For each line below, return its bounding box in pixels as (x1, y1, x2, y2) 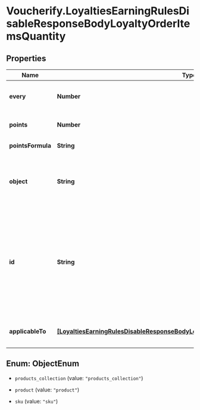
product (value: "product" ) (14, 386, 79, 393)
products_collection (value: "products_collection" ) (14, 374, 143, 381)
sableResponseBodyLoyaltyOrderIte (6, 17, 190, 30)
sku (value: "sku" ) (14, 397, 58, 405)
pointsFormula (9, 141, 52, 150)
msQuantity (6, 30, 66, 43)
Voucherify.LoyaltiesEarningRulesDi (6, 4, 189, 18)
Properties (6, 53, 46, 63)
